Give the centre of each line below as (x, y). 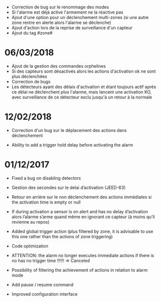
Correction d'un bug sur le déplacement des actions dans (69, 130)
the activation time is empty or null (46, 202)
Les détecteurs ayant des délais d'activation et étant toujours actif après (84, 87)
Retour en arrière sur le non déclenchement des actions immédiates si (81, 197)
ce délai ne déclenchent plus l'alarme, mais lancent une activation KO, (81, 92)
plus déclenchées (29, 76)
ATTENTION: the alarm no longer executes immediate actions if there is (83, 255)
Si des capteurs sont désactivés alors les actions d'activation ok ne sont (84, 71)
